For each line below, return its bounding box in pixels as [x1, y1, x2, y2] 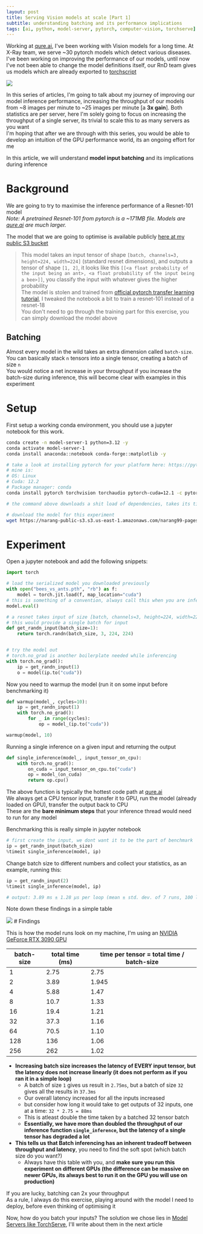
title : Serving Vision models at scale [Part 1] [6, 15, 131, 21]
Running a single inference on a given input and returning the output [6, 743, 176, 750]
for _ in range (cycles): [28, 716, 91, 722]
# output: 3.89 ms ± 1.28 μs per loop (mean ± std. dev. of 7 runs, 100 [6, 894, 193, 900]
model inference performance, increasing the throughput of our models [6, 97, 184, 105]
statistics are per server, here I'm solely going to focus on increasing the [6, 110, 186, 118]
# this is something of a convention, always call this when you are [6, 597, 185, 603]
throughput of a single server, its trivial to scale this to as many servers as [6, 117, 190, 124]
